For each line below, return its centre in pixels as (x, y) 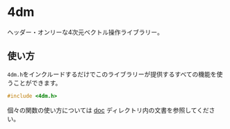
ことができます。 (37, 83)
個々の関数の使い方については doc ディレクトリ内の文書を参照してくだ (108, 110)
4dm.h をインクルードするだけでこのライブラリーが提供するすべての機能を (112, 74)
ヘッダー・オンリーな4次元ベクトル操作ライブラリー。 (85, 32)
